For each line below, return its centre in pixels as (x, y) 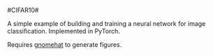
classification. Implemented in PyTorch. (64, 31)
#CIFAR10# (23, 10)
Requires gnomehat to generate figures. (65, 44)
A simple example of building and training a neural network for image (106, 23)
